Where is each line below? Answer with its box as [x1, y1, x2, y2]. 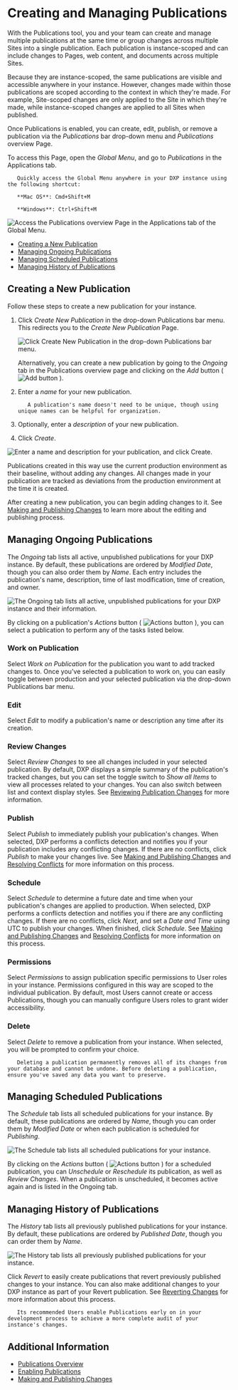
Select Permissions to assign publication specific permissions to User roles [7, 973, 227, 982]
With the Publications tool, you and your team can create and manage [7, 28, 212, 37]
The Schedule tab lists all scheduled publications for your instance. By [7, 1109, 213, 1118]
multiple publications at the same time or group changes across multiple [7, 36, 219, 44]
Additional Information [7, 1341, 109, 1353]
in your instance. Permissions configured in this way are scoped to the [7, 981, 214, 990]
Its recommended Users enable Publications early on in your [16, 1309, 202, 1316]
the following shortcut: [7, 180, 81, 188]
